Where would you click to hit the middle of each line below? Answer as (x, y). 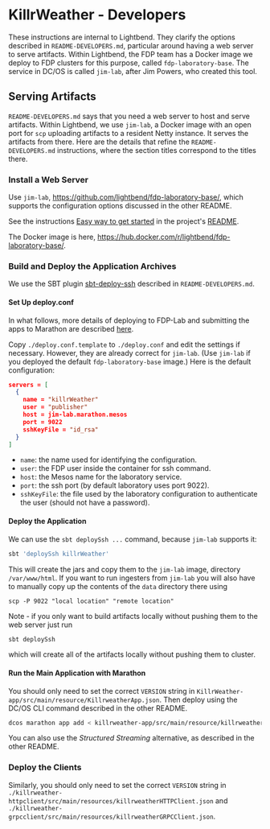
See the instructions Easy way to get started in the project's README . (124, 221)
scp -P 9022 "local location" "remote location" (91, 601)
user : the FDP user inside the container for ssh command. (115, 468)
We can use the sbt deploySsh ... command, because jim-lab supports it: (133, 539)
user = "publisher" (55, 407)
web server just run (41, 625)
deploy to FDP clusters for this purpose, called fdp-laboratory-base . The (129, 63)
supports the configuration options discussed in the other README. (120, 206)
